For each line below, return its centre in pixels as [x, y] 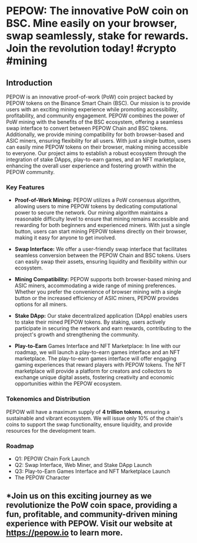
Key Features [26, 187]
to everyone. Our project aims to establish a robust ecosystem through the [96, 153]
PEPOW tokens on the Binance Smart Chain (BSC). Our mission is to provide [98, 103]
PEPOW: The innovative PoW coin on [97, 11]
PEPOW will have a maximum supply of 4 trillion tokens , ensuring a [88, 412]
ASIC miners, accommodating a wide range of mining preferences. [95, 286]
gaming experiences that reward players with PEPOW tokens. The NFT [100, 365]
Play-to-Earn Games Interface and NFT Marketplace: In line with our [98, 346]
